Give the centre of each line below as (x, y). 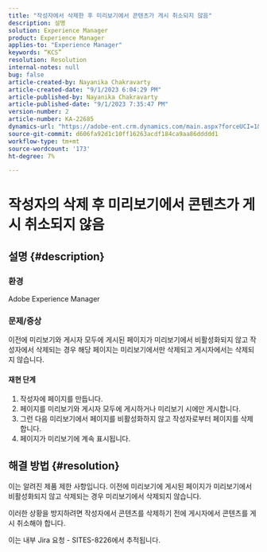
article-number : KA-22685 (51, 119)
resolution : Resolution (48, 60)
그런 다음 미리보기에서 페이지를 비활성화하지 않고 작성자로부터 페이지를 (129, 418)
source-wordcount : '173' (49, 149)
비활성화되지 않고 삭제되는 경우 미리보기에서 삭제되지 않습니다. (105, 496)
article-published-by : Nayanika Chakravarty (83, 97)
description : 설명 (37, 23)
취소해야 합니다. (41, 523)
